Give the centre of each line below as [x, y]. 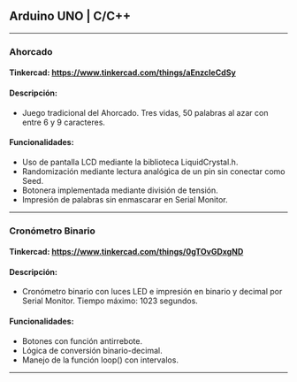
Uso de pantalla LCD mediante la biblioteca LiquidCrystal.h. [130, 162]
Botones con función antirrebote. [82, 340]
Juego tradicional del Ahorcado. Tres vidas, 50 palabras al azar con [145, 112]
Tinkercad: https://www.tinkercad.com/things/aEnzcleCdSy [122, 73]
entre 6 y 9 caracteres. [64, 122]
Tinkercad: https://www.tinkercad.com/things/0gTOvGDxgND [126, 252]
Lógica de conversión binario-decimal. [92, 350]
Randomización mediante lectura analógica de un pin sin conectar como [153, 171]
